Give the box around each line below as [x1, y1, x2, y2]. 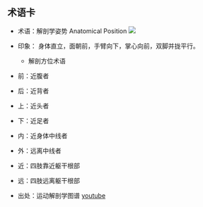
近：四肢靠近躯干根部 [17, 161, 80, 170]
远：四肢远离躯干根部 [17, 176, 80, 184]
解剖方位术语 [28, 56, 66, 65]
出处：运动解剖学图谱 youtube [17, 191, 106, 199]
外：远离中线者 [17, 146, 62, 155]
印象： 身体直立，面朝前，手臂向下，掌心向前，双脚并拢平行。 [17, 42, 199, 50]
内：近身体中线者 [17, 131, 68, 139]
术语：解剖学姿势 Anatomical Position [17, 27, 127, 35]
